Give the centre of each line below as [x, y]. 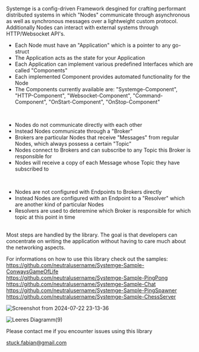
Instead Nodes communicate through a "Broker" [74, 131]
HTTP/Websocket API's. [36, 34]
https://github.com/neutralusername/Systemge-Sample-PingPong [87, 278]
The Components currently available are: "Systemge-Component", [96, 89]
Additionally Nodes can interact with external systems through [82, 27]
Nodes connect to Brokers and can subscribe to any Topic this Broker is [103, 150]
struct [22, 52]
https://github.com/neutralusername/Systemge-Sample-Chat [81, 284]
